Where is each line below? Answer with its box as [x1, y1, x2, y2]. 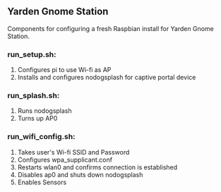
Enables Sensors [17, 178, 67, 186]
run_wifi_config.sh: [7, 132, 76, 142]
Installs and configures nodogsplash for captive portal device [17, 73, 196, 82]
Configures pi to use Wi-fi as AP [17, 66, 112, 74]
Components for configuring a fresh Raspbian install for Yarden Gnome [7, 24, 214, 32]
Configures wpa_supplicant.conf [17, 155, 113, 164]
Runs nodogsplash [17, 107, 72, 115]
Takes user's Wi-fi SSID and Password [17, 148, 130, 156]
